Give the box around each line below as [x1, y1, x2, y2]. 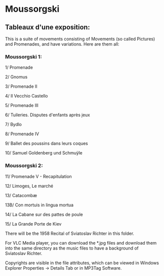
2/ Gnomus [5, 74, 28, 80]
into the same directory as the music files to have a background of [5, 245, 139, 251]
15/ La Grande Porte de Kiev [5, 221, 62, 226]
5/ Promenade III [5, 102, 39, 108]
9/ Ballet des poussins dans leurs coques [5, 141, 88, 147]
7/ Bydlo [5, 122, 22, 127]
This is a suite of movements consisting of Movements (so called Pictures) [5, 36, 155, 42]
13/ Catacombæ [5, 192, 38, 198]
